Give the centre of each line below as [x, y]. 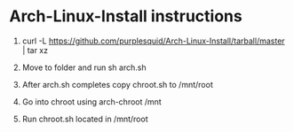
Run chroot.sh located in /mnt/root [85, 119]
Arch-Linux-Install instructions [126, 16]
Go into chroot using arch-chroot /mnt [91, 101]
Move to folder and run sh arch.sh [84, 67]
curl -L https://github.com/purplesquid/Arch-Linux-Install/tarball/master [154, 41]
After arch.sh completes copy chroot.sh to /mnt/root [117, 84]
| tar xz [35, 50]
